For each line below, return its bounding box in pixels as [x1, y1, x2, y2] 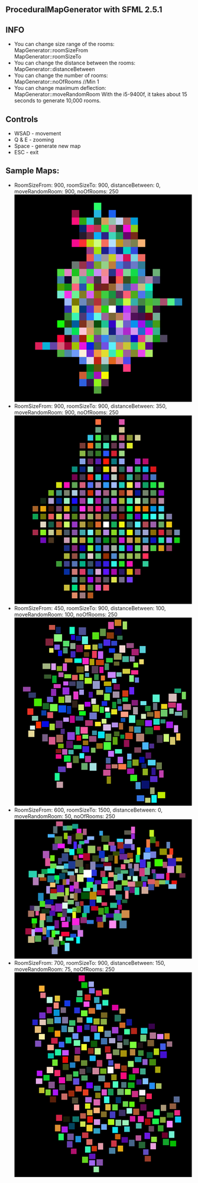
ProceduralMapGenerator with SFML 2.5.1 [5, 5, 163, 15]
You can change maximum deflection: [14, 85, 107, 92]
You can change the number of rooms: [14, 72, 108, 79]
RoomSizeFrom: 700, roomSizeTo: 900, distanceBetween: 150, [14, 960, 166, 967]
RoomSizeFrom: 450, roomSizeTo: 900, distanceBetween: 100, [14, 604, 166, 611]
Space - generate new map [14, 142, 81, 150]
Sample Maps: [5, 166, 60, 176]
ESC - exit [14, 149, 39, 156]
